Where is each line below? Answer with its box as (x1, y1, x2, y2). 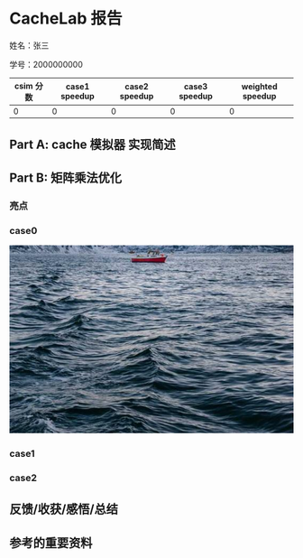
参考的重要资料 (9, 535, 93, 551)
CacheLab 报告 (9, 8, 123, 29)
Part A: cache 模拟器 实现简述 (9, 136, 176, 152)
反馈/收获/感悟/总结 (9, 502, 119, 517)
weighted (241, 81, 278, 92)
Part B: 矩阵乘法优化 (9, 170, 123, 185)
